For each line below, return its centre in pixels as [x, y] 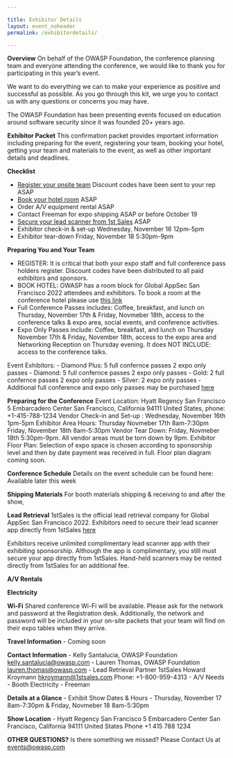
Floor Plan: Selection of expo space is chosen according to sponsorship [110, 445]
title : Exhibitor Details [44, 19]
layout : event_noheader [42, 26]
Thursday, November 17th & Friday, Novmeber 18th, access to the [111, 315]
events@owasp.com [36, 747]
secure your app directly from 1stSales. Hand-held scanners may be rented [114, 558]
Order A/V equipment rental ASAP [66, 207]
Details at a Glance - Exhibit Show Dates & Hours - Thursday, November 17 [114, 698]
